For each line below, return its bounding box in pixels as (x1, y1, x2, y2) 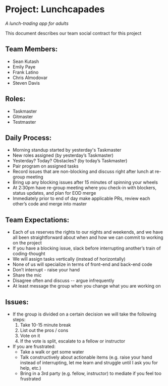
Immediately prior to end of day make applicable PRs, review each (12, 195, 150, 201)
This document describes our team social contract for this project (5, 30, 142, 36)
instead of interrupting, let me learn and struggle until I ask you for (20, 360, 158, 366)
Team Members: (5, 45, 58, 54)
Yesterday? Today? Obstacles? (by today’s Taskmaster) (12, 158, 128, 164)
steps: (12, 317, 26, 323)
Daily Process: (5, 133, 52, 142)
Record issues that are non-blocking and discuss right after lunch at (12, 168, 154, 174)
